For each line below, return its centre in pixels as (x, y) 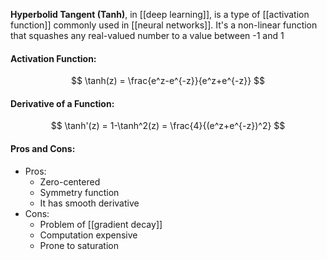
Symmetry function (79, 192)
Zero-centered (70, 181)
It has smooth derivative (89, 203)
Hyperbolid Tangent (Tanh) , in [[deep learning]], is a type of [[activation (160, 14)
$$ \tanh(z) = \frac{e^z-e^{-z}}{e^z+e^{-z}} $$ (168, 81)
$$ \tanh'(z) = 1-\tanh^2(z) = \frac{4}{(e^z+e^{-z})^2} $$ (168, 126)
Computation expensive (88, 235)
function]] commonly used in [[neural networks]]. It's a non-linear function (164, 25)
